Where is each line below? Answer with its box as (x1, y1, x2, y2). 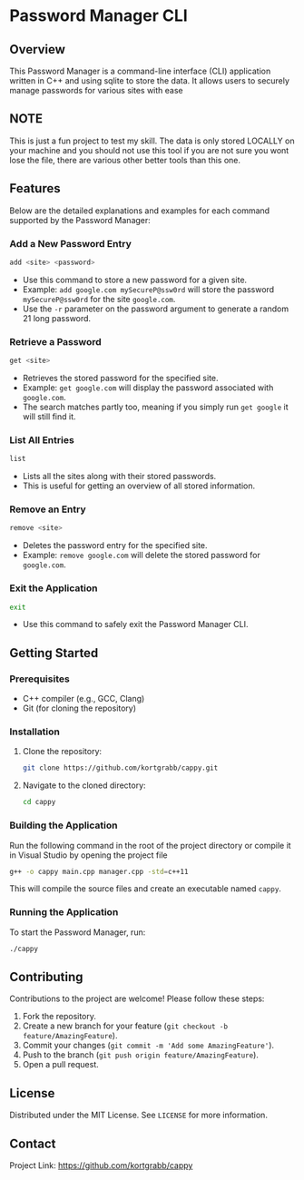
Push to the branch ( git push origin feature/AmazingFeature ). (22, 1049, 259, 1060)
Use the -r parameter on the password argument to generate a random (22, 303, 289, 314)
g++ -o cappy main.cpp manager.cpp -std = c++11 (9, 867, 189, 876)
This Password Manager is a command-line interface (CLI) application (9, 65, 271, 76)
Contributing (9, 969, 83, 985)
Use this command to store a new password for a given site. (22, 274, 248, 285)
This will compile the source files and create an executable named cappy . (9, 883, 281, 894)
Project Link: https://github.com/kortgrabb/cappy (9, 1160, 193, 1171)
